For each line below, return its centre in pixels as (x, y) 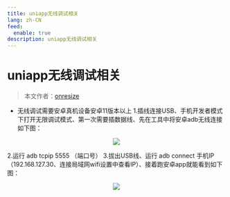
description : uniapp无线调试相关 (52, 39)
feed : (15, 26)
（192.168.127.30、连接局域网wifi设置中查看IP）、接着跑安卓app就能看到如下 (115, 165)
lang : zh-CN (24, 20)
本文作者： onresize (52, 96)
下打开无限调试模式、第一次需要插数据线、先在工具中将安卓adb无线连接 (120, 120)
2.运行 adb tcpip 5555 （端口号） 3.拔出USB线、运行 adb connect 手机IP (111, 156)
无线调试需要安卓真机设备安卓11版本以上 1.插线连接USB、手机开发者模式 (120, 111)
